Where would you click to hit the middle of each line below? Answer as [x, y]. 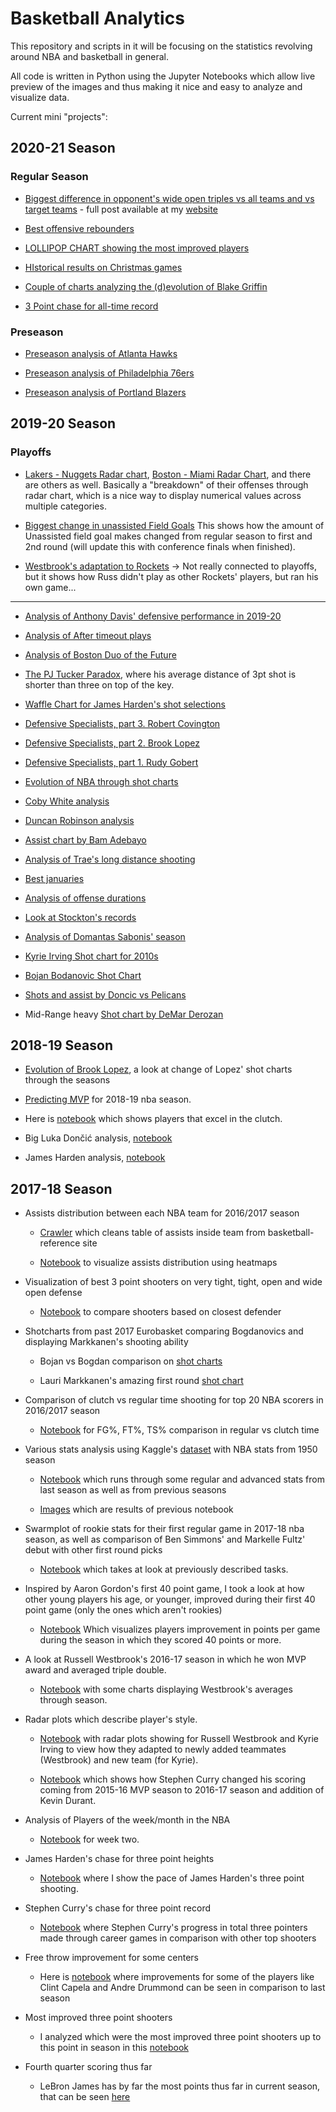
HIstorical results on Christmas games [103, 267]
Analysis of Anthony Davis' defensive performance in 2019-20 [153, 616]
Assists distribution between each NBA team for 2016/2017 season [162, 1213]
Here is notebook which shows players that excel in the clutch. [153, 1119]
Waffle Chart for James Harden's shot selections [125, 704]
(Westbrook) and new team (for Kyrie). [119, 1760]
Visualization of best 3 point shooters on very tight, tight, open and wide [173, 1282]
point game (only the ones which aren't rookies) [123, 1610]
